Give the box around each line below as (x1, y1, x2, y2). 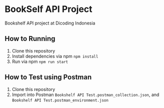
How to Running (4, 34, 55, 43)
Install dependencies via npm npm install (11, 53, 98, 59)
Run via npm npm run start (11, 58, 68, 64)
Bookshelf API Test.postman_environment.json (11, 97, 108, 103)
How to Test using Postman (4, 73, 92, 81)
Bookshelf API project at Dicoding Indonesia (4, 20, 95, 26)
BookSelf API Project (4, 3, 93, 15)
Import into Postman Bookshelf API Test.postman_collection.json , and (11, 91, 159, 97)
